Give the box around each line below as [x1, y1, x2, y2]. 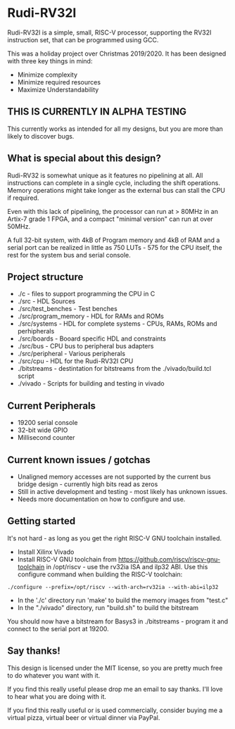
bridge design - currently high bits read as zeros [17, 480, 158, 488]
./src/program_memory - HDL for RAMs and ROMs [17, 312, 164, 321]
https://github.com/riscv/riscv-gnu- [118, 554, 220, 564]
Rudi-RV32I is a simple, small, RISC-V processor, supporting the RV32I [7, 28, 212, 37]
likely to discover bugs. [7, 132, 75, 140]
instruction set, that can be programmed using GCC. [7, 35, 159, 44]
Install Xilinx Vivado [17, 547, 75, 556]
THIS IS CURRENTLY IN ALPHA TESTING [7, 106, 187, 118]
